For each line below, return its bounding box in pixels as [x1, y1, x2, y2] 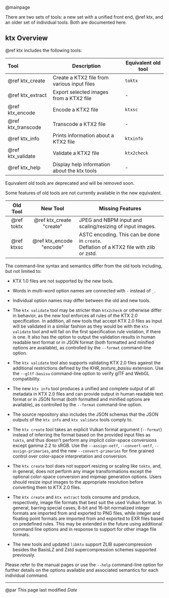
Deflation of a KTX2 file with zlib [78, 244, 155, 251]
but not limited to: [5, 268, 42, 274]
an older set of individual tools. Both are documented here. [5, 20, 127, 25]
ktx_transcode [8, 123, 42, 130]
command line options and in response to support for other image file [12, 526, 157, 532]
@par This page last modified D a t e [5, 586, 77, 593]
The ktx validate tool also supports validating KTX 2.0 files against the [12, 359, 161, 365]
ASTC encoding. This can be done [78, 231, 160, 238]
